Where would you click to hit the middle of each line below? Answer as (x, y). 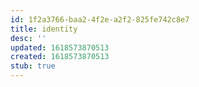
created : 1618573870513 (60, 57)
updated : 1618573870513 (60, 47)
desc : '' (28, 38)
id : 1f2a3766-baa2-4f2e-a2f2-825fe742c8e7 (100, 19)
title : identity (44, 29)
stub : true (33, 66)
